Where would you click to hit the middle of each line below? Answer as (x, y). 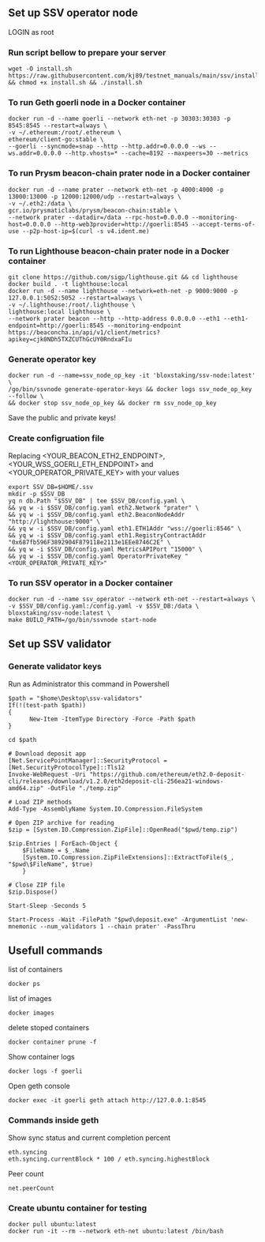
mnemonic (22, 926)
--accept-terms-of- (224, 224)
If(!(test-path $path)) (47, 705)
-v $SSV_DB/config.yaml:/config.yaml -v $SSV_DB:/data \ (104, 606)
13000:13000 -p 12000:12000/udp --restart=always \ (95, 197)
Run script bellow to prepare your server (87, 52)
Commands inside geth (54, 1120)
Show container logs (41, 1057)
